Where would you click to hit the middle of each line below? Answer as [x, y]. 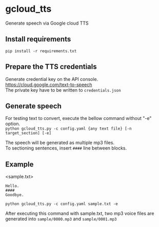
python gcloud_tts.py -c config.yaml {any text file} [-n [68, 129]
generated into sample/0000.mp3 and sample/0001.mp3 [61, 219]
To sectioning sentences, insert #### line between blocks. [66, 148]
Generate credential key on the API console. [52, 79]
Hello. [12, 186]
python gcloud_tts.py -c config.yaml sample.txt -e [62, 204]
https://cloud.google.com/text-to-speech [49, 85]
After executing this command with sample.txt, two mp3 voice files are [80, 214]
